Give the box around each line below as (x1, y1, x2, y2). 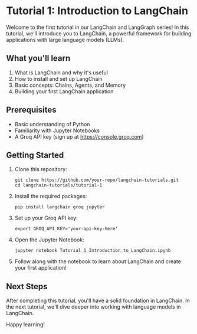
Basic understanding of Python (14, 120, 90, 127)
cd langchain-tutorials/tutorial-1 (14, 182, 103, 188)
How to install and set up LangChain (14, 75, 103, 82)
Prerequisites (6, 105, 57, 115)
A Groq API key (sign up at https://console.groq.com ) (14, 133, 144, 140)
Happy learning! (6, 321, 45, 328)
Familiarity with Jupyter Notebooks (14, 127, 100, 134)
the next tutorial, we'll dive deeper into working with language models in (6, 303, 181, 310)
